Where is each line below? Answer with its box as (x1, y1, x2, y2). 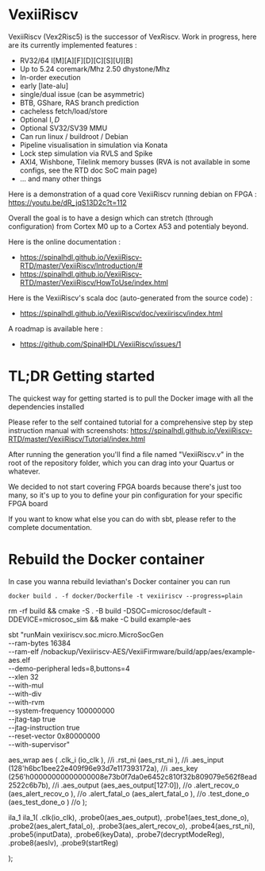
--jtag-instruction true (8, 722, 80, 732)
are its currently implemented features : (8, 40, 137, 49)
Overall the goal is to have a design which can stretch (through (8, 213, 213, 223)
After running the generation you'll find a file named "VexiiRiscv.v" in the (8, 449, 244, 459)
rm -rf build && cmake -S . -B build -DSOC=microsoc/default (8, 606, 207, 615)
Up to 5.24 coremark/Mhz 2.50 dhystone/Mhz (19, 64, 171, 73)
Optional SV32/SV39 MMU (19, 123, 108, 133)
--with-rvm (8, 697, 45, 706)
